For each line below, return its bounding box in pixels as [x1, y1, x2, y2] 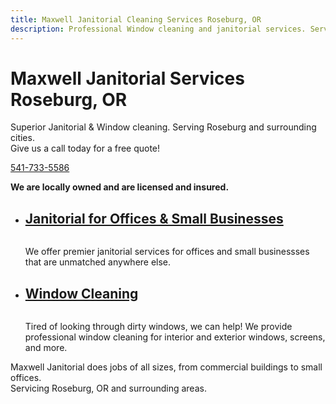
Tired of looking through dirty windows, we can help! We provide [24, 321, 293, 333]
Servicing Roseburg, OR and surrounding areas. [10, 382, 207, 395]
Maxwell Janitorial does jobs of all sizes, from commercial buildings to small [10, 361, 323, 373]
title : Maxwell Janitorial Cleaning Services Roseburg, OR [10, 14, 262, 25]
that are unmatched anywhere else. [24, 256, 172, 268]
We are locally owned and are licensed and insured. [10, 181, 230, 193]
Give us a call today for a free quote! [10, 142, 161, 155]
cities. [10, 132, 35, 144]
